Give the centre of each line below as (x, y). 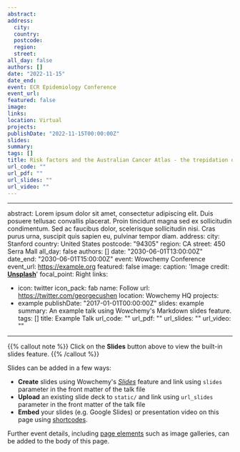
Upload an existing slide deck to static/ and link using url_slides (115, 397)
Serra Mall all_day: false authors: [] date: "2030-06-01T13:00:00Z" (105, 251)
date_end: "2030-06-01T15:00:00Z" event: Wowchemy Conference (106, 259)
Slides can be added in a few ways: (60, 368)
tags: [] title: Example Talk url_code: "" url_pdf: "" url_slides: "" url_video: (124, 318)
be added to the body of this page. (58, 441)
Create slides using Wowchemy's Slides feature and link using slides (120, 382)
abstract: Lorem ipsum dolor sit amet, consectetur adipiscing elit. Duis (110, 214)
